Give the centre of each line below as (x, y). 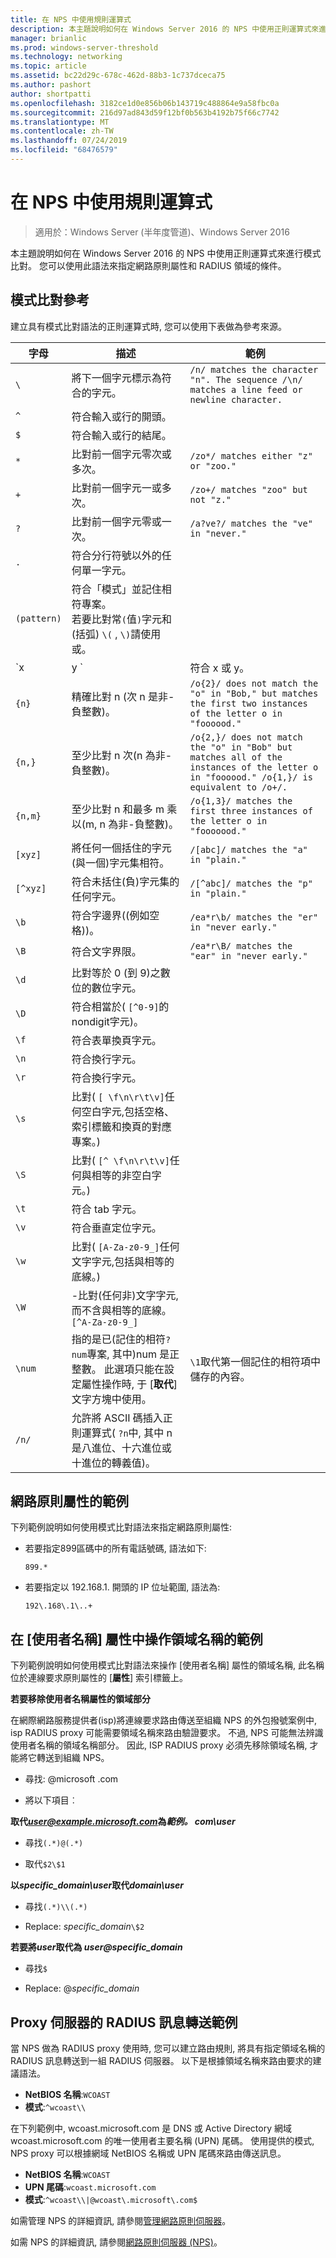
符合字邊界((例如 (110, 915)
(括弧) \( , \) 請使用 (116, 634)
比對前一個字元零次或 (121, 454)
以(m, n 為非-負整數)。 (125, 824)
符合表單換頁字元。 (116, 1040)
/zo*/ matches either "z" (251, 455)
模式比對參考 (50, 300)
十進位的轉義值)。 (113, 1463)
